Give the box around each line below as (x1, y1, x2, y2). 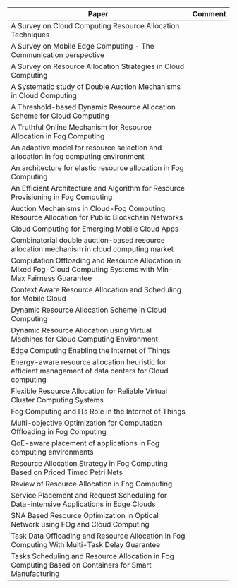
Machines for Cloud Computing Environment (11, 335, 159, 344)
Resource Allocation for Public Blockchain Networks (11, 212, 183, 222)
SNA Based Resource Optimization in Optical (11, 511, 159, 520)
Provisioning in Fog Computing (11, 192, 113, 202)
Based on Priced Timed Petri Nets (11, 467, 123, 477)
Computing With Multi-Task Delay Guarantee (11, 540, 161, 549)
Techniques (11, 30, 50, 40)
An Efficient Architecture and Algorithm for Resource (11, 184, 186, 193)
